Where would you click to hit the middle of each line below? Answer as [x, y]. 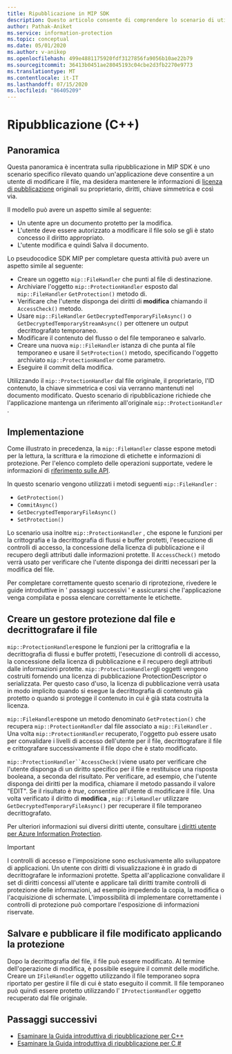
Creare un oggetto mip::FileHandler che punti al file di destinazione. [115, 279]
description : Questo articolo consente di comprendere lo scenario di [111, 20]
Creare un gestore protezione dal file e [91, 619]
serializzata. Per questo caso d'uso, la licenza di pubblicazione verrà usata [113, 683]
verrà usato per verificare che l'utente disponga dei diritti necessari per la [112, 562]
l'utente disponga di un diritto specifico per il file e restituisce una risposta [113, 769]
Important [21, 847]
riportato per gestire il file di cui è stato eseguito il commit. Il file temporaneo [116, 983]
